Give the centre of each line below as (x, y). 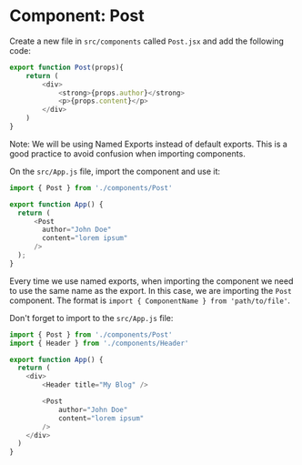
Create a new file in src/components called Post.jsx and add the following (147, 41)
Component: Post (77, 16)
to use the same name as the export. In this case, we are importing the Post (151, 290)
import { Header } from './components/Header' (99, 343)
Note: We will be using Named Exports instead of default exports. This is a (149, 144)
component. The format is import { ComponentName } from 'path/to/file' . (150, 300)
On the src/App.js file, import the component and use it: (115, 171)
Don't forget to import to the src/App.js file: (91, 318)
